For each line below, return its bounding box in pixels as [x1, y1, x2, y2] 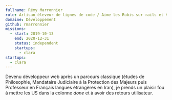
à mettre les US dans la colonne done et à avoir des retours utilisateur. [5, 90, 154, 96]
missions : [5, 27, 27, 32]
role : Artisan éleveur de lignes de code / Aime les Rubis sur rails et [5, 12, 164, 17]
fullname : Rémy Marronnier [5, 7, 63, 13]
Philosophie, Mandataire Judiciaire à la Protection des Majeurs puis [5, 79, 147, 85]
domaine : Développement [5, 17, 56, 22]
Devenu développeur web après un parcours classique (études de [5, 73, 145, 80]
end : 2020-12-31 [14, 36, 50, 41]
